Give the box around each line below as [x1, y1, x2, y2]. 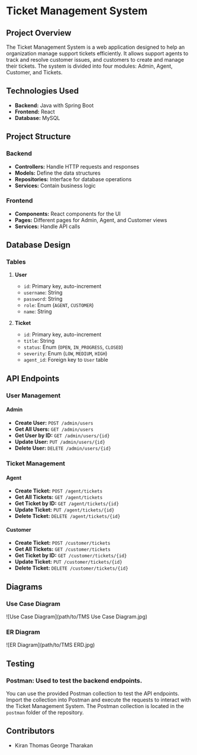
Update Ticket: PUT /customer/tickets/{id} [14, 558, 122, 566]
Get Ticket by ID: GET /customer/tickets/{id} [14, 552, 127, 559]
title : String [23, 337, 55, 345]
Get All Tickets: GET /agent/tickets [14, 494, 103, 501]
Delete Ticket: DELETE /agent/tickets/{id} [14, 513, 121, 520]
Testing [6, 658, 35, 669]
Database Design [6, 240, 71, 250]
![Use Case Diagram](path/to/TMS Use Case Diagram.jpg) [6, 613, 148, 620]
